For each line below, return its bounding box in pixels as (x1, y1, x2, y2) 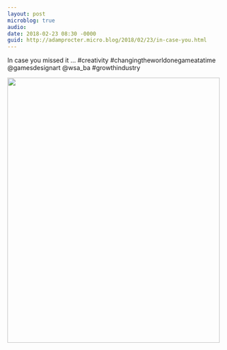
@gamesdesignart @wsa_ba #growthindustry (7, 64, 141, 72)
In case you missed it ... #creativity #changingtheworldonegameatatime (7, 56, 216, 64)
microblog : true (7, 17, 55, 24)
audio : (7, 23, 27, 30)
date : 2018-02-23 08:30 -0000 (7, 30, 97, 37)
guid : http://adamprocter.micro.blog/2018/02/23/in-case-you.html (7, 37, 207, 44)
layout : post (7, 10, 46, 18)
